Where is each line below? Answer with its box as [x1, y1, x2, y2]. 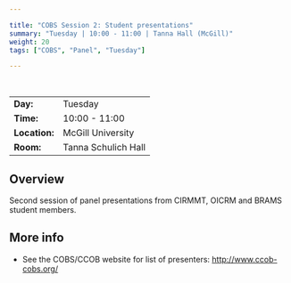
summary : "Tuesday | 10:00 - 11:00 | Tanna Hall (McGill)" [9, 28, 234, 38]
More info [9, 230, 64, 246]
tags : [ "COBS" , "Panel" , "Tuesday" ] [9, 45, 145, 54]
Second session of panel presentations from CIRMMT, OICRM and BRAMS [9, 195, 283, 206]
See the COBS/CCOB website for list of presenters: [21, 254, 211, 264]
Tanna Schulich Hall [62, 141, 145, 154]
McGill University [62, 126, 135, 139]
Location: [13, 126, 54, 139]
